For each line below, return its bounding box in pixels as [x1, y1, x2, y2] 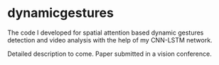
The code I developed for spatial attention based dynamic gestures [7, 28, 204, 37]
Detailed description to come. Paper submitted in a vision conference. [7, 49, 212, 58]
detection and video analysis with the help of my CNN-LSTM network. [7, 35, 213, 44]
